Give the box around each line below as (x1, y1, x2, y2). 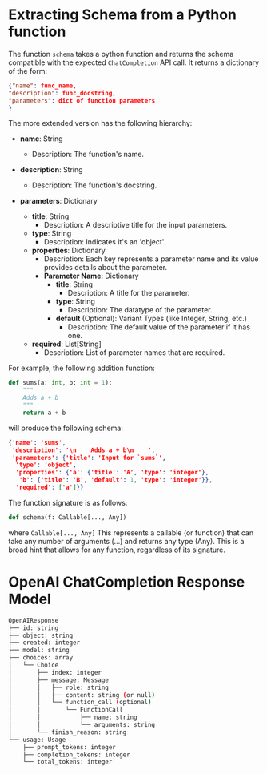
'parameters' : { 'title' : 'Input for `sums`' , (11, 454, 166, 462)
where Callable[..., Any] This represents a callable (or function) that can (8, 527, 254, 538)
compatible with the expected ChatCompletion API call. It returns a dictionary (8, 58, 260, 67)
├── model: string (8, 647, 70, 655)
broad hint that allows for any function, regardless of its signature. (8, 545, 226, 554)
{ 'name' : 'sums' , (8, 438, 66, 446)
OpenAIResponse (8, 616, 59, 624)
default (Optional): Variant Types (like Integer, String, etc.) (55, 314, 248, 324)
